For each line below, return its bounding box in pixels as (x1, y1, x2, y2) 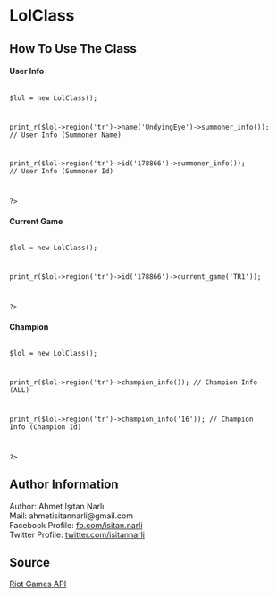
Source (9, 555, 51, 570)
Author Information (9, 477, 119, 492)
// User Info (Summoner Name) (9, 130, 122, 139)
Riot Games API (9, 578, 67, 590)
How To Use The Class (9, 41, 137, 56)
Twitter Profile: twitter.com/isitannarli (9, 529, 146, 540)
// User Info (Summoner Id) (9, 167, 114, 176)
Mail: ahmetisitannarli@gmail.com (9, 510, 134, 521)
